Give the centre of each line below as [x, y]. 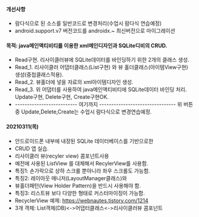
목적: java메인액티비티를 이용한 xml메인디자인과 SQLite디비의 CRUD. [87, 45]
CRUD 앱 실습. [32, 148]
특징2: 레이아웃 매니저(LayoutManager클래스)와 [71, 178]
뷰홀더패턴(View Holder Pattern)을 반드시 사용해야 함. [78, 185]
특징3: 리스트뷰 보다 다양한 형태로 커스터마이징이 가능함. [80, 193]
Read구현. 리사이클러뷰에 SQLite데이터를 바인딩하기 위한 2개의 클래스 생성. [102, 60]
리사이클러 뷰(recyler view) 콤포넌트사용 [62, 156]
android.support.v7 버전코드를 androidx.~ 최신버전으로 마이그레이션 [95, 31]
